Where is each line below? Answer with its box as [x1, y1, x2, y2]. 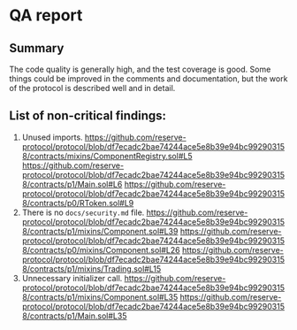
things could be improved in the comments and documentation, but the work [9, 73, 288, 84]
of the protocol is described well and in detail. [9, 83, 176, 93]
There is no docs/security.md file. [21, 207, 145, 218]
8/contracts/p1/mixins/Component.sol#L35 [21, 291, 179, 302]
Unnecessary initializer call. [21, 272, 123, 283]
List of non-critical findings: [9, 108, 166, 124]
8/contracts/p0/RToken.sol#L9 [21, 197, 134, 208]
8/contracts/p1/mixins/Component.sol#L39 [21, 226, 179, 236]
